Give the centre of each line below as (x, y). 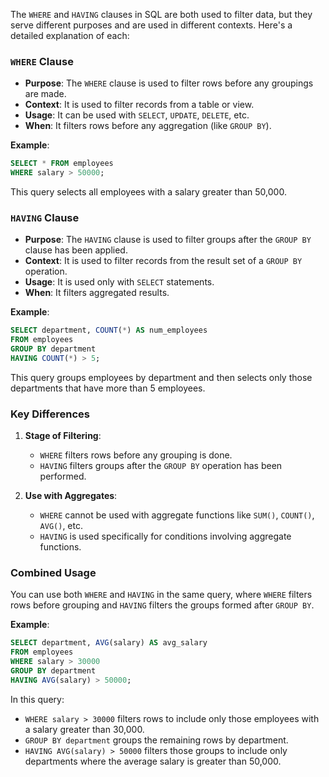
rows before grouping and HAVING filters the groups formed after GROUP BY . (162, 605)
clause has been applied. (76, 250)
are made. (45, 94)
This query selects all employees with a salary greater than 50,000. (148, 192)
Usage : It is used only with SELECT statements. (119, 282)
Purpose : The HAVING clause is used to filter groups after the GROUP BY (168, 240)
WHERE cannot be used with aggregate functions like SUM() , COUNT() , (177, 515)
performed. (63, 476)
